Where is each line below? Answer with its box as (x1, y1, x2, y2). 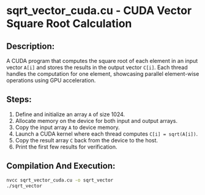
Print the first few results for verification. (15, 143, 117, 150)
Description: (6, 41, 55, 51)
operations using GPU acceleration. (6, 77, 96, 84)
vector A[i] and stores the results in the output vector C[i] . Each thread (6, 64, 188, 71)
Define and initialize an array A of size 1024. (15, 111, 125, 118)
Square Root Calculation (6, 17, 132, 31)
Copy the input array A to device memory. (15, 123, 121, 131)
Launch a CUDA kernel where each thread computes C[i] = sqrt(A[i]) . (15, 130, 198, 138)
